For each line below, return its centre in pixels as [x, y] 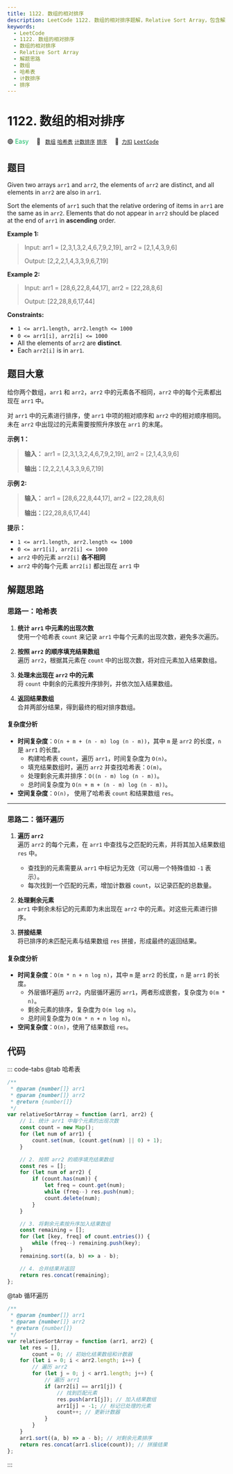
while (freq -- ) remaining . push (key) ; [86, 1243]
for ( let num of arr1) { [55, 1134]
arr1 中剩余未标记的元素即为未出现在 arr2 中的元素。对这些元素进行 [114, 909]
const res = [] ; [43, 1166]
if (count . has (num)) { [65, 1179]
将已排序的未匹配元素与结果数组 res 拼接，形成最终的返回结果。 [109, 941]
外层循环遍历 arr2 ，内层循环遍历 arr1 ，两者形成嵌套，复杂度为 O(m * [126, 992]
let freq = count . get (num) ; [85, 1185]
